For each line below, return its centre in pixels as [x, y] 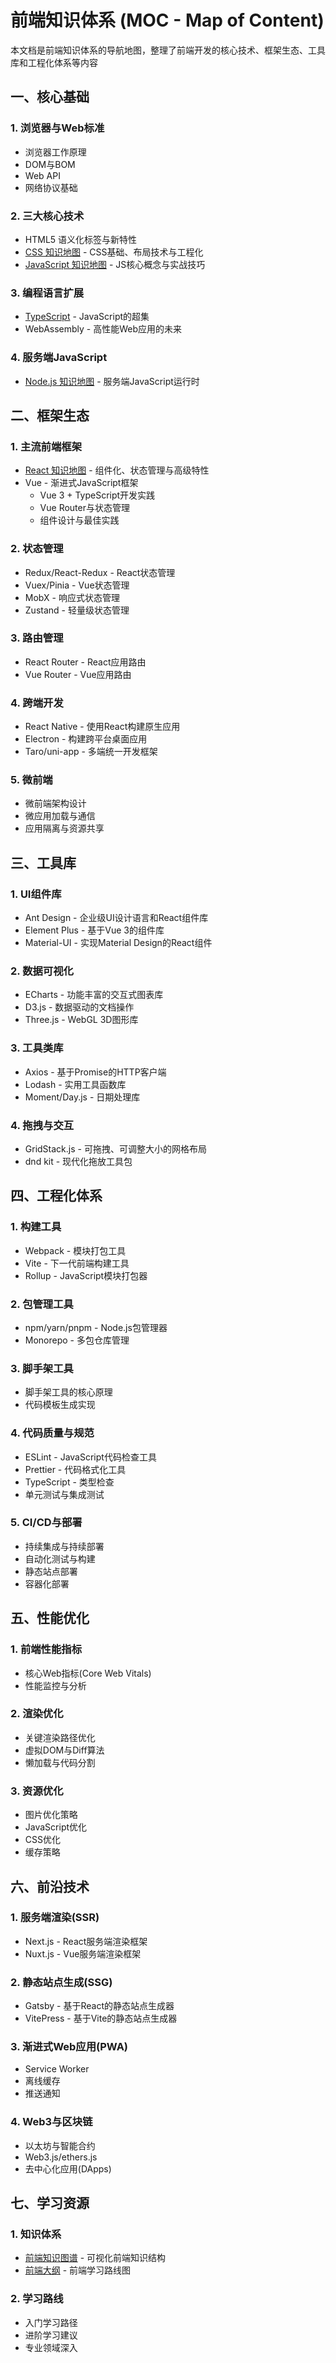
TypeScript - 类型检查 [69, 1482]
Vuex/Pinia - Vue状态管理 [77, 585]
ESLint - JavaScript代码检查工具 [90, 1457]
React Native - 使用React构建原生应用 [102, 727]
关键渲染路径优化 [60, 1737]
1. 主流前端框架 [46, 446]
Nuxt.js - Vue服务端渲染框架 [83, 1953]
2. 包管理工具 [42, 1304]
